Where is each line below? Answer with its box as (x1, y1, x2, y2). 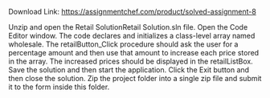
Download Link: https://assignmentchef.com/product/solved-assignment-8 (8, 7, 257, 16)
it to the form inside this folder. (8, 82, 110, 92)
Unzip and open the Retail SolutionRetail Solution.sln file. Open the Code (8, 22, 248, 31)
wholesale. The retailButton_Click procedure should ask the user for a (8, 39, 239, 49)
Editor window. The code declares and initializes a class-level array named (8, 31, 256, 40)
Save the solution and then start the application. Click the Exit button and (8, 65, 250, 75)
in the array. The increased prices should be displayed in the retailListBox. (8, 56, 253, 66)
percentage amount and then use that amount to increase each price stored (8, 48, 260, 57)
